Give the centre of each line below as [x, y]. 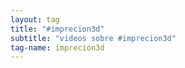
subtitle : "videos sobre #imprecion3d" [93, 38]
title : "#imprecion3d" [57, 29]
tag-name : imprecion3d [57, 47]
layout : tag [35, 19]
